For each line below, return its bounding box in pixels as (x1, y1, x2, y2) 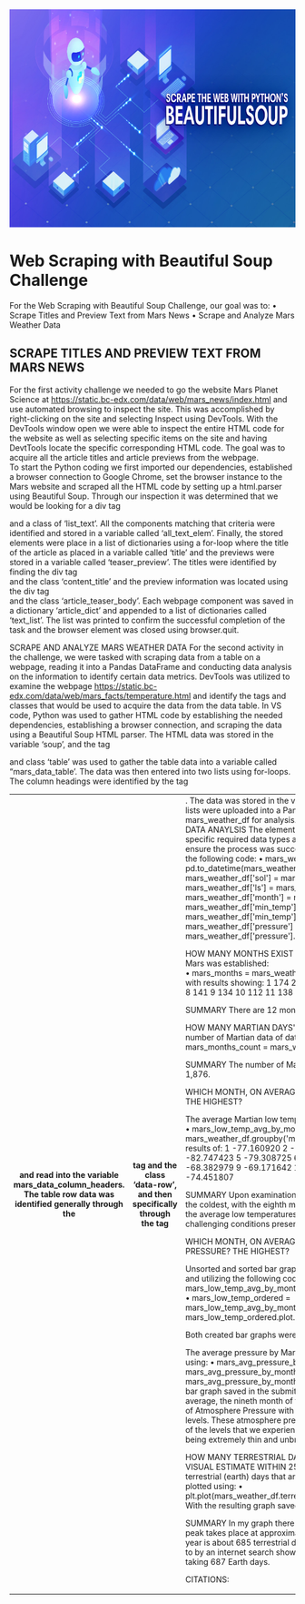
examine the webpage (9, 680, 93, 691)
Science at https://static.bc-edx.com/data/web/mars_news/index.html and (9, 393, 288, 404)
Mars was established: (184, 958, 270, 969)
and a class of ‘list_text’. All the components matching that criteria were (9, 518, 275, 529)
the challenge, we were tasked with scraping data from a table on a (9, 651, 261, 663)
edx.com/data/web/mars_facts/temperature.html (9, 690, 192, 701)
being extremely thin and (184, 1434, 279, 1445)
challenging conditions (184, 1218, 271, 1229)
